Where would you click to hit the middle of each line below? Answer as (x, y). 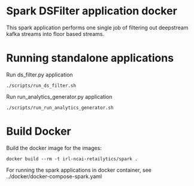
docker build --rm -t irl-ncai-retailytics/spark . (72, 159)
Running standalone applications (90, 58)
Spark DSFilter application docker (92, 11)
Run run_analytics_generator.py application (59, 96)
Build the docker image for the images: (54, 148)
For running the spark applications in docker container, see (79, 170)
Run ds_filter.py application (40, 74)
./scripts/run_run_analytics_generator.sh (60, 108)
